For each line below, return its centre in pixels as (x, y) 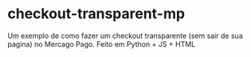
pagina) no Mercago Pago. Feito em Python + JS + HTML (102, 44)
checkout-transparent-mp (96, 14)
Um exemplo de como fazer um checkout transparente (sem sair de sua (125, 36)
